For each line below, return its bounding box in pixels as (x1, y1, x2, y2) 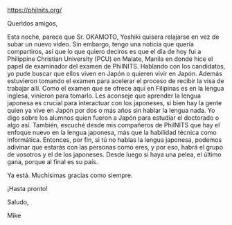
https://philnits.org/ (7, 6, 62, 14)
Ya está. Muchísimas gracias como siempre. (7, 171, 133, 179)
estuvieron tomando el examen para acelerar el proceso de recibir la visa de (7, 77, 224, 85)
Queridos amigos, (7, 19, 58, 27)
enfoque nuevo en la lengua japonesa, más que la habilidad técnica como (7, 128, 217, 136)
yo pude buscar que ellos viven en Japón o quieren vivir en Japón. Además (7, 69, 223, 78)
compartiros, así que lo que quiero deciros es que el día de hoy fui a (7, 48, 202, 55)
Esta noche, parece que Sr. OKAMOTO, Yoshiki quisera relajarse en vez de (7, 33, 220, 41)
